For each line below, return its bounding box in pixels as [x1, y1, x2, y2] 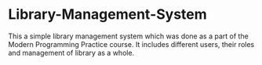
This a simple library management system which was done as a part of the [8, 31, 249, 41]
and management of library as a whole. [8, 48, 135, 57]
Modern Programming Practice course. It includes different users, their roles [8, 39, 255, 49]
